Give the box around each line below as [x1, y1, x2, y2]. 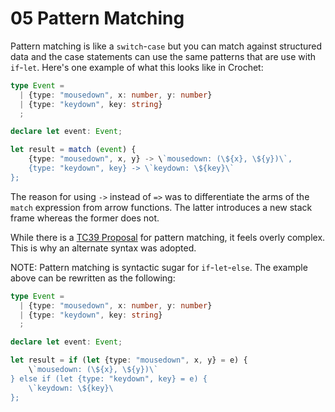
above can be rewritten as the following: [10, 272, 176, 284]
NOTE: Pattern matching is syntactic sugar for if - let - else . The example [10, 261, 308, 273]
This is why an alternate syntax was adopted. [10, 242, 197, 254]
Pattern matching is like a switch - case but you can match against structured [10, 40, 323, 52]
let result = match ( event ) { [10, 145, 137, 155]
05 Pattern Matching [10, 7, 185, 30]
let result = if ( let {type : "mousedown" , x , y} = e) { [10, 355, 248, 366]
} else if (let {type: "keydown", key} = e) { [10, 373, 208, 384]
